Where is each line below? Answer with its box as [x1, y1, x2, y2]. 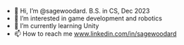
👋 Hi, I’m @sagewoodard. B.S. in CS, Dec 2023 [13, 7, 150, 15]
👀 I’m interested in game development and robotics [13, 14, 162, 22]
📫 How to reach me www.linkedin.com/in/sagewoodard [13, 30, 177, 38]
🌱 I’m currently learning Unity [13, 22, 99, 30]
